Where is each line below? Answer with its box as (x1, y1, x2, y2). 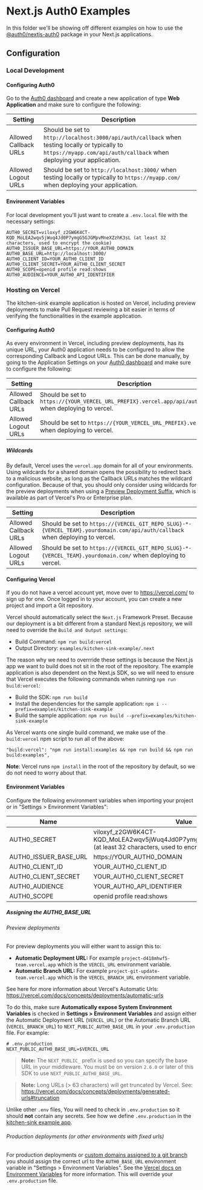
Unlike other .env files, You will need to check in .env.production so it (6, 1106, 180, 1113)
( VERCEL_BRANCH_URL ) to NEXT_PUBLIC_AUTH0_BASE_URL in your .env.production (6, 1023, 195, 1030)
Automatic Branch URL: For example (14, 967, 108, 975)
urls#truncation (21, 1094, 60, 1102)
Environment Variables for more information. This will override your (6, 1171, 173, 1178)
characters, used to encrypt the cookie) (6, 240, 112, 246)
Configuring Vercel (6, 576, 56, 583)
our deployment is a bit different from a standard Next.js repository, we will (6, 620, 193, 627)
